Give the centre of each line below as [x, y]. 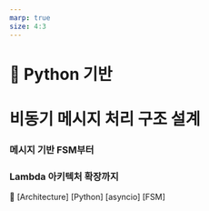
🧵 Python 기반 [61, 74]
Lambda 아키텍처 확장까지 [64, 176]
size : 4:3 [28, 26]
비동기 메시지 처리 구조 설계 [105, 119]
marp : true [30, 18]
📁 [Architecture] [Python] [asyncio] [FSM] [88, 197]
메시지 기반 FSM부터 [52, 149]
